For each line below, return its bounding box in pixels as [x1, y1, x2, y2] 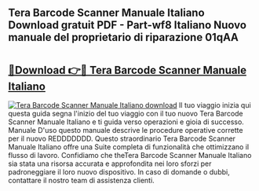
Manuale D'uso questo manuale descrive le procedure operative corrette [8, 126, 243, 134]
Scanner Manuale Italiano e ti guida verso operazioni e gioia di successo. [8, 117, 245, 127]
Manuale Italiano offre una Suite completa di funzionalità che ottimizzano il [8, 142, 250, 152]
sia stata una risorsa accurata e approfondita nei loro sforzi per [8, 159, 212, 168]
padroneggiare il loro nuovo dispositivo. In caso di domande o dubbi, [8, 167, 230, 176]
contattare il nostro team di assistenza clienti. [8, 176, 155, 185]
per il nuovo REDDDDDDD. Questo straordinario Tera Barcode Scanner [8, 134, 236, 143]
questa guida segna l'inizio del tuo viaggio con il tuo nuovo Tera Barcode [8, 109, 243, 118]
